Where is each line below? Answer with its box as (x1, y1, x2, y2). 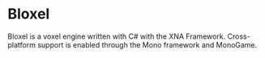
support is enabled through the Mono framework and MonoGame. (36, 39, 258, 49)
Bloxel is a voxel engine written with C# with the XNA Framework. (7, 31, 226, 41)
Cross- (227, 31, 250, 41)
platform (7, 39, 36, 49)
